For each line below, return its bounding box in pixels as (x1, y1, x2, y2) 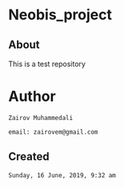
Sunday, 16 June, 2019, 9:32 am (8, 171, 116, 179)
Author (8, 87, 56, 106)
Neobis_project (8, 6, 112, 24)
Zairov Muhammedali (8, 114, 74, 122)
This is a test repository (8, 59, 86, 69)
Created (8, 150, 50, 164)
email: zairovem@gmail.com (8, 127, 98, 136)
